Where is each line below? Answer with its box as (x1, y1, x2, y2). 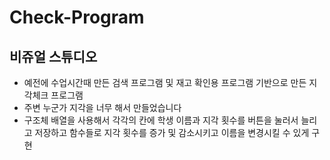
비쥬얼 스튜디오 (9, 48, 98, 65)
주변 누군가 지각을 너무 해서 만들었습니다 (23, 102, 182, 113)
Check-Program (9, 6, 145, 29)
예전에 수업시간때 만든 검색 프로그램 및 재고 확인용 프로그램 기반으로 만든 (23, 77, 307, 88)
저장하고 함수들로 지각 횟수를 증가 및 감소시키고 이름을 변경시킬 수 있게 (34, 127, 310, 138)
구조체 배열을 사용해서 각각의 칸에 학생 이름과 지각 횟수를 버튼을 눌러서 (23, 114, 299, 126)
